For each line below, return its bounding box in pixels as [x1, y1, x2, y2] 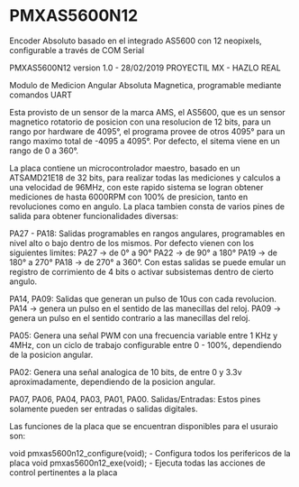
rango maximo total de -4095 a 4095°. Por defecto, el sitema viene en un [9, 135, 281, 146]
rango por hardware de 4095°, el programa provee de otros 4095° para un [9, 125, 285, 136]
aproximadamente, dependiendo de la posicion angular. [9, 376, 216, 387]
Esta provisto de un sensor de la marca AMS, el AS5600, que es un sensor [9, 106, 285, 117]
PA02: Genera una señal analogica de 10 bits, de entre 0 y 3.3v [9, 366, 242, 377]
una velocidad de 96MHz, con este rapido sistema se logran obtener [9, 181, 264, 192]
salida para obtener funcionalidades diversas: [9, 210, 178, 221]
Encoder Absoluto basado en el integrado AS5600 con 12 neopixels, [9, 35, 263, 46]
